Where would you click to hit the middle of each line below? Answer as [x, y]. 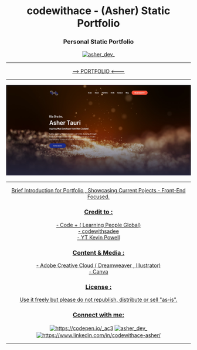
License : [98, 286]
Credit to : [98, 212]
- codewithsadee [98, 231]
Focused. [98, 197]
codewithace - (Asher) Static [98, 11]
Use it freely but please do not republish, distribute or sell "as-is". [98, 300]
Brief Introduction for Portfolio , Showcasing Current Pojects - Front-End [98, 191]
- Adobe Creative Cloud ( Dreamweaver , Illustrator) [98, 265]
